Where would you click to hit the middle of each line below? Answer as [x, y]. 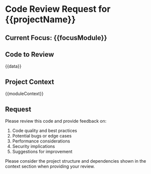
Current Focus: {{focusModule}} [56, 38]
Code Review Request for [58, 9]
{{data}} [13, 66]
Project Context [30, 82]
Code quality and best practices [45, 131]
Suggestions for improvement [42, 152]
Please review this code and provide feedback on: [56, 121]
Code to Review [30, 54]
